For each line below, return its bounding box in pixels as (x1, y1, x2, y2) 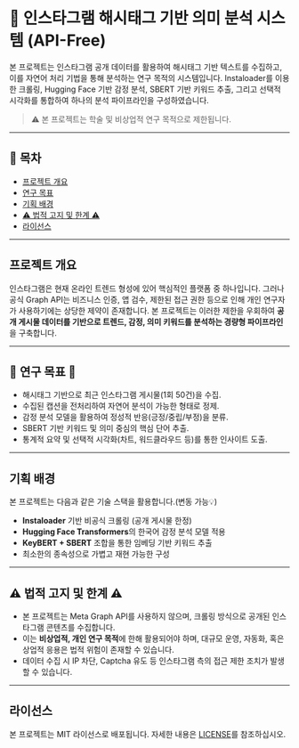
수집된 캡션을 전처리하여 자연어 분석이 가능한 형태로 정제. (21, 401, 220, 411)
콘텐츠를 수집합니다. (45, 622, 116, 632)
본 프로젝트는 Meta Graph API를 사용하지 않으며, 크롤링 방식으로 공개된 (21, 611, 271, 622)
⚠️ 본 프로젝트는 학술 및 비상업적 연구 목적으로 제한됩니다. (30, 113, 231, 125)
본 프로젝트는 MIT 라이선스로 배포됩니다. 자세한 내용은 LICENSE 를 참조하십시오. (9, 728, 287, 739)
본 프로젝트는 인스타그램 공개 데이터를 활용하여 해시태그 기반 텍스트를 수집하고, (9, 61, 283, 72)
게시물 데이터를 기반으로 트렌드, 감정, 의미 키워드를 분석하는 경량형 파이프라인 (18, 316, 284, 327)
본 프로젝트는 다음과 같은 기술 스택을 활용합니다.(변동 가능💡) (9, 496, 218, 508)
